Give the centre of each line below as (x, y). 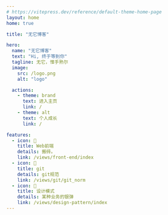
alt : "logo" (32, 79)
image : (20, 67)
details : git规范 (38, 174)
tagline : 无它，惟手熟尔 (40, 62)
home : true (20, 23)
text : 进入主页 (40, 101)
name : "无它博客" (32, 51)
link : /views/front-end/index (56, 158)
